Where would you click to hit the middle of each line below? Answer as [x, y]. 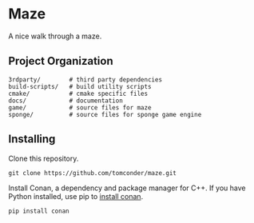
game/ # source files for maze [80, 108]
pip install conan [39, 211]
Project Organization [61, 61]
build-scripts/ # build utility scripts [80, 86]
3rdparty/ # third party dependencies [85, 80]
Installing [32, 139]
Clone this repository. [44, 158]
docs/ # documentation [66, 101]
